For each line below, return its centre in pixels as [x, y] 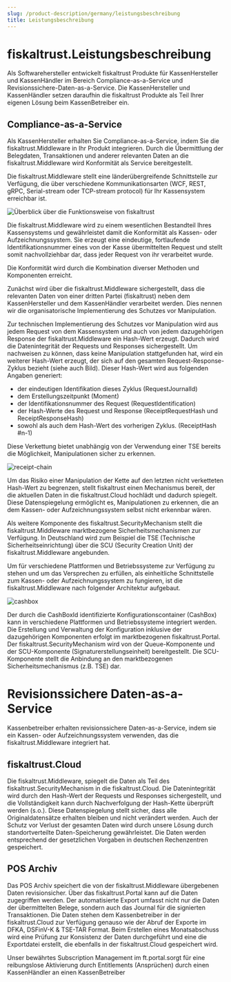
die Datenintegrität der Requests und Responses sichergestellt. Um [102, 346]
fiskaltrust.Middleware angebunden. [59, 553]
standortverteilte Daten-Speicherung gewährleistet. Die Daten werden [107, 832]
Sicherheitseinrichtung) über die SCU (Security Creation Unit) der [100, 545]
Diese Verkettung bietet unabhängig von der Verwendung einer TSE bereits [114, 446]
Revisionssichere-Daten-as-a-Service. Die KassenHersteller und [99, 88]
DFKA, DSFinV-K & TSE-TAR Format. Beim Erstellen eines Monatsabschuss [113, 929]
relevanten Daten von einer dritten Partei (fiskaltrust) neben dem [99, 296]
